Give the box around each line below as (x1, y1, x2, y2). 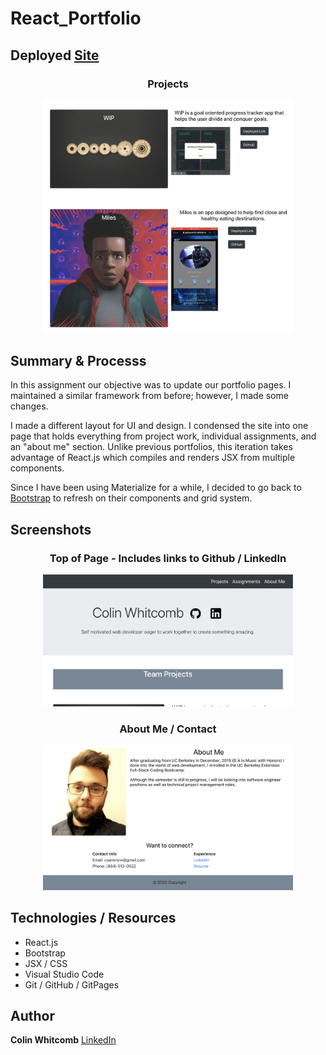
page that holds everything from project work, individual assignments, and (10, 430, 317, 442)
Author (10, 1007, 55, 1024)
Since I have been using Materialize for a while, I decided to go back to (10, 482, 302, 494)
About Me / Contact (119, 722, 217, 736)
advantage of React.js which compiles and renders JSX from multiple (10, 452, 296, 464)
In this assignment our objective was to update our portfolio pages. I (10, 379, 292, 391)
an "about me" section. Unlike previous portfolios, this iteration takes (10, 441, 293, 453)
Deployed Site (10, 47, 100, 64)
